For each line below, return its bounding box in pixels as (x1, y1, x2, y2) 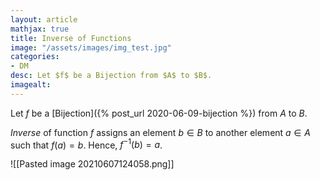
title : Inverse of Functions (10, 33, 132, 43)
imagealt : (10, 80, 52, 90)
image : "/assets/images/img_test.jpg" (10, 42, 172, 53)
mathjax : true (10, 24, 70, 34)
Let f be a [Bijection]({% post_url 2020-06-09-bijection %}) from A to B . (10, 107, 308, 119)
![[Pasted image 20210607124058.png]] (10, 158, 175, 170)
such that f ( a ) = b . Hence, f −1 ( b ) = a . (10, 137, 163, 151)
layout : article (10, 14, 78, 25)
